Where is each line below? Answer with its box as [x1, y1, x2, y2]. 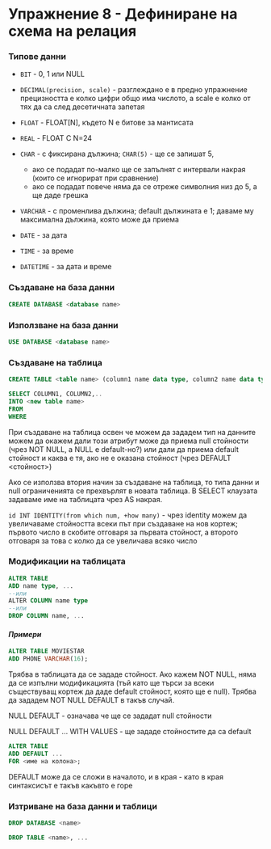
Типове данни [8, 51, 67, 62]
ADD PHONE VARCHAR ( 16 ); [8, 655, 89, 663]
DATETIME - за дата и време [19, 262, 112, 272]
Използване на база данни [8, 319, 119, 331]
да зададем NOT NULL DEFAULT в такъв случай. [8, 695, 175, 704]
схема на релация [8, 22, 137, 40]
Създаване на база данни [8, 282, 115, 294]
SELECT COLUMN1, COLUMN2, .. [8, 390, 103, 398]
